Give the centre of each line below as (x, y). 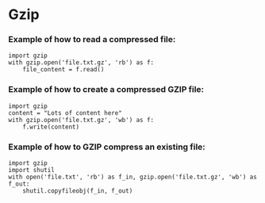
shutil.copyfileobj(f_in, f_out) (78, 191)
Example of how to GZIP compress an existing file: (107, 147)
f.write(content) (51, 127)
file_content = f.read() (63, 70)
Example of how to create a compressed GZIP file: (106, 90)
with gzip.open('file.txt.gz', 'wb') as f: (81, 120)
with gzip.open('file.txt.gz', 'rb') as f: (81, 63)
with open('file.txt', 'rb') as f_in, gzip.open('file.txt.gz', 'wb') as (133, 177)
